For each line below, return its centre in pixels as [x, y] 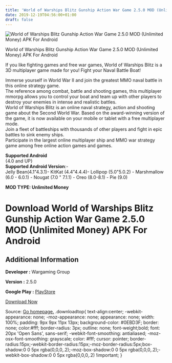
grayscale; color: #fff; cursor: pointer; [89, 339]
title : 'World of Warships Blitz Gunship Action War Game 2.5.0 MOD [80, 10]
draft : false [19, 19]
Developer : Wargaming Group [38, 272]
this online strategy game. [33, 86]
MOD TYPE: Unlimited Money [37, 187]
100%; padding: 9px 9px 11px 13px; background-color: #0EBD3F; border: [82, 322]
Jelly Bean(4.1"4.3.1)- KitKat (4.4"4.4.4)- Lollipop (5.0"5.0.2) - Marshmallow [84, 172]
